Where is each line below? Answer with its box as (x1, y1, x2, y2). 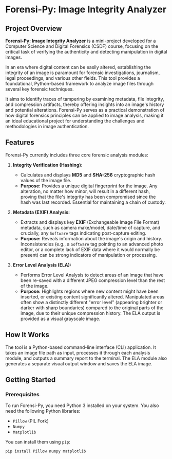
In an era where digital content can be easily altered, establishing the (5, 64, 151, 70)
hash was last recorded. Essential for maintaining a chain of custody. (20, 199, 166, 205)
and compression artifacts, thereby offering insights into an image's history (5, 101, 164, 108)
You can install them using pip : (5, 439, 71, 445)
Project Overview (5, 24, 62, 33)
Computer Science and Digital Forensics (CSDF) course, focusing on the (5, 43, 158, 49)
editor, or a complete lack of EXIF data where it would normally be (20, 246, 160, 253)
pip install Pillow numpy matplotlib (5, 449, 86, 454)
